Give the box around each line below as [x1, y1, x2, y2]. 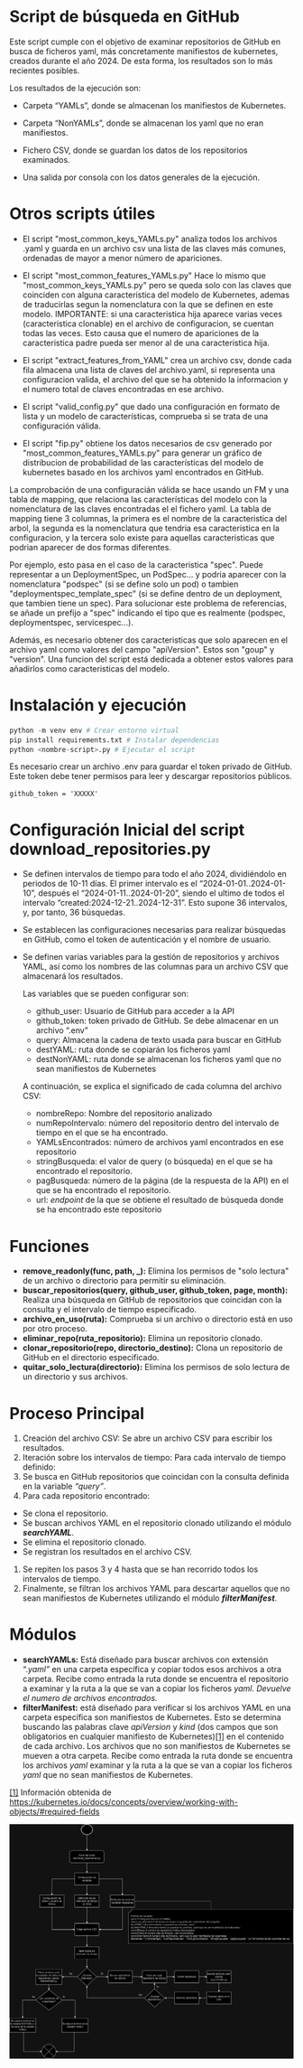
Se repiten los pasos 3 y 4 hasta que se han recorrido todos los [22, 1564, 259, 1574]
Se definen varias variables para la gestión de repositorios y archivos [22, 952, 280, 963]
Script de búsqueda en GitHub [9, 6, 241, 27]
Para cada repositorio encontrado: [22, 1490, 151, 1501]
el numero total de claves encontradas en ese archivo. [22, 383, 225, 394]
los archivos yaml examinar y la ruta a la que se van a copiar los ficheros [22, 1760, 293, 1771]
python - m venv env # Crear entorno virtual [9, 726, 179, 735]
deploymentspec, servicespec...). [9, 616, 133, 627]
